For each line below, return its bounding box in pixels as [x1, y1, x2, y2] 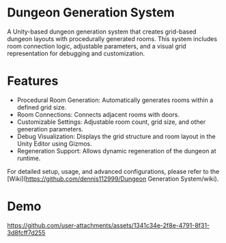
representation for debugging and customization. [7, 49, 145, 57]
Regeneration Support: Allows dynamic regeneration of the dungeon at [16, 146, 216, 155]
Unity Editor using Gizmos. [16, 139, 92, 148]
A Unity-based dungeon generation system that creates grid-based [7, 27, 197, 36]
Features [7, 73, 59, 89]
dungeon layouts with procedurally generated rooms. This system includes [7, 34, 217, 42]
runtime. [16, 154, 41, 162]
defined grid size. [16, 103, 67, 111]
